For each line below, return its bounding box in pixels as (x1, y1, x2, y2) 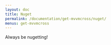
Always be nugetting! (5, 34, 48, 40)
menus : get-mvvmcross (5, 21, 50, 26)
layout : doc (5, 7, 29, 12)
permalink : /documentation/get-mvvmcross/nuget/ (5, 16, 107, 21)
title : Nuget (5, 12, 32, 17)
